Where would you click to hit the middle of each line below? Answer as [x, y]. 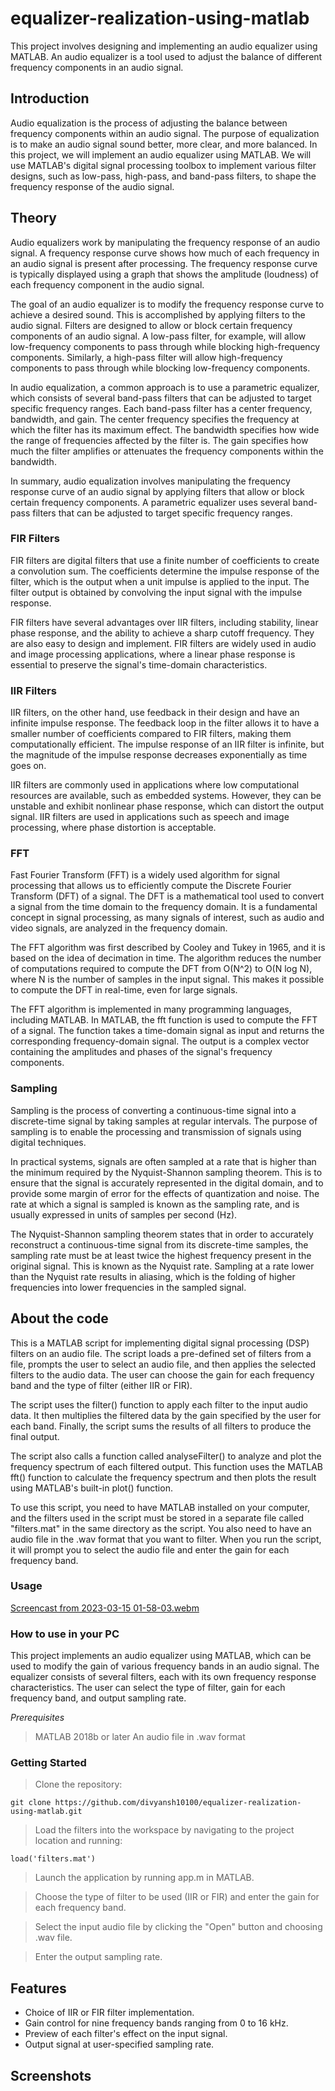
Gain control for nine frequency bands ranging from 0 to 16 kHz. [156, 2023]
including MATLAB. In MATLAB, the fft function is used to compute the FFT [164, 1020]
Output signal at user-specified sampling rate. [119, 2044]
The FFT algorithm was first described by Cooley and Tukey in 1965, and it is [168, 948]
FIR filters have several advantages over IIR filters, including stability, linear [164, 622]
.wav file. [53, 1938]
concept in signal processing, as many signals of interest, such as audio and [167, 918]
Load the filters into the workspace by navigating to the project [164, 1830]
